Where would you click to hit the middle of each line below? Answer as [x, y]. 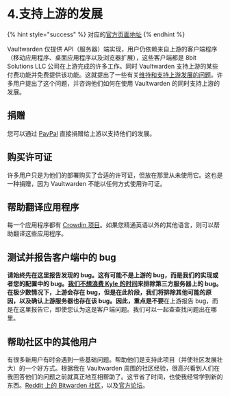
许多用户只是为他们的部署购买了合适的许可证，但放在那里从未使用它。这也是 [115, 175]
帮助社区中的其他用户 [52, 341]
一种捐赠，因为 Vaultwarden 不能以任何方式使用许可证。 [87, 183]
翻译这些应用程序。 [40, 233]
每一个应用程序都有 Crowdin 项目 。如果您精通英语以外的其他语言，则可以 [111, 225]
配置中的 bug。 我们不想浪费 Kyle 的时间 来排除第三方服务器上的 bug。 [124, 284]
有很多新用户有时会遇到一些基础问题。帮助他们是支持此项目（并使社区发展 [112, 360]
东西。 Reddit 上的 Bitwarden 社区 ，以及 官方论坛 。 [78, 385]
